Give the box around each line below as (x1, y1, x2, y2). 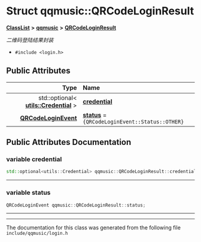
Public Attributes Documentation (6, 137, 132, 147)
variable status (6, 189, 51, 197)
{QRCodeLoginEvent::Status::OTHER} (83, 118, 184, 125)
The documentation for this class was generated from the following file (6, 224, 181, 231)
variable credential (6, 155, 62, 164)
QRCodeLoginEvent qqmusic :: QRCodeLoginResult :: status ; (6, 202, 146, 208)
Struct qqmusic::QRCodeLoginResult (6, 4, 194, 18)
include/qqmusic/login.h (6, 231, 68, 237)
